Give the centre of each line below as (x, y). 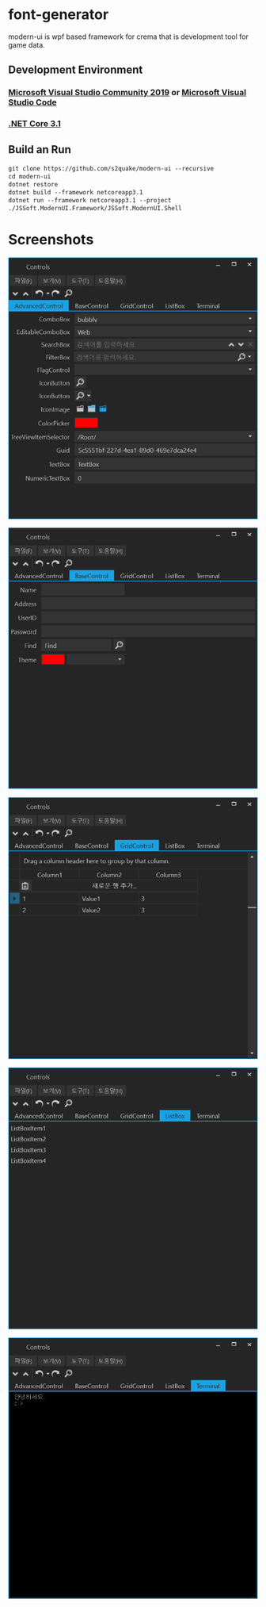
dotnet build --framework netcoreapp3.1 (76, 192)
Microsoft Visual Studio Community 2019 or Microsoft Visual (127, 93)
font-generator (59, 15)
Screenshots (51, 240)
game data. (27, 44)
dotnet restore (33, 184)
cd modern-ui (30, 176)
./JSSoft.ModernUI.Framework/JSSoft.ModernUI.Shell (95, 208)
